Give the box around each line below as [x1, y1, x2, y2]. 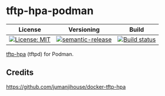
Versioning [68, 25, 100, 34]
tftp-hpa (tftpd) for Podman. [6, 50, 74, 57]
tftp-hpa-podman [6, 4, 94, 18]
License [18, 25, 41, 34]
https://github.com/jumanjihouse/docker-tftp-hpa [6, 83, 126, 90]
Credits [6, 68, 34, 78]
